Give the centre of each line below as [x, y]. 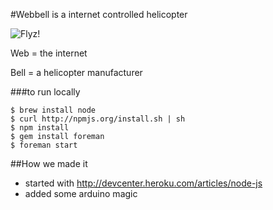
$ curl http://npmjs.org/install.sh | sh [98, 119]
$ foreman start [44, 145]
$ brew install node [53, 110]
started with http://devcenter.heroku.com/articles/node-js [143, 183]
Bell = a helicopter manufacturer [76, 72]
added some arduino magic [81, 193]
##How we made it [49, 163]
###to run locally [45, 92]
